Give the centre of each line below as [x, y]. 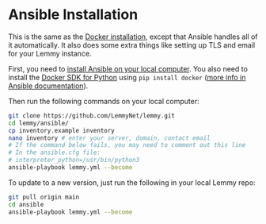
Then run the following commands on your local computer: [104, 101]
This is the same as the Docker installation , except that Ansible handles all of [133, 37]
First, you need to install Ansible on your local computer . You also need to [128, 68]
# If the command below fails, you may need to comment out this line [127, 145]
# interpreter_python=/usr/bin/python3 [74, 160]
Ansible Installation [73, 15]
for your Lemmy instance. [50, 53]
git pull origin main [44, 197]
